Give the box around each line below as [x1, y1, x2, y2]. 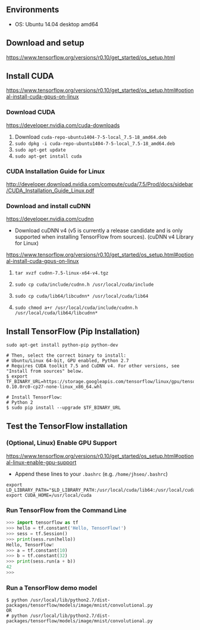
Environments [6, 5, 60, 15]
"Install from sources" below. [6, 368, 84, 375]
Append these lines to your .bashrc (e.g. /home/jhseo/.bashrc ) [14, 470, 168, 477]
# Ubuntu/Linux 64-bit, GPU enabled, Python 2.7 [6, 358, 129, 364]
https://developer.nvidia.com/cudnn [6, 215, 94, 223]
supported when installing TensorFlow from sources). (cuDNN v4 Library [14, 233, 194, 240]
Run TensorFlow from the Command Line [6, 506, 127, 514]
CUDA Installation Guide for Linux [6, 167, 105, 175]
